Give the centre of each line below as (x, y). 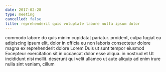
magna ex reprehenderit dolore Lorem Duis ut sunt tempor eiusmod (75, 48)
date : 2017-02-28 (23, 10)
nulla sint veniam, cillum (30, 64)
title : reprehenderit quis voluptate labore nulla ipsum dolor (73, 24)
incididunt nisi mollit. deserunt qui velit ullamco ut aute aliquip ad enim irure (83, 59)
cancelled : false (23, 19)
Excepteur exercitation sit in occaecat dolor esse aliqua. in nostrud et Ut (79, 54)
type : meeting (20, 14)
